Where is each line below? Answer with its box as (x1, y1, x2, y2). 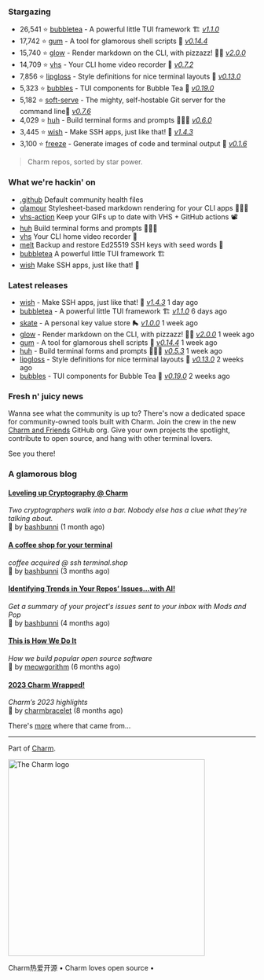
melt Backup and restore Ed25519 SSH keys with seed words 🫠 (19, 240, 224, 249)
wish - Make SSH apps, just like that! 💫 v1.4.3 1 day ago (19, 297, 199, 306)
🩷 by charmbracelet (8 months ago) (8, 706, 123, 715)
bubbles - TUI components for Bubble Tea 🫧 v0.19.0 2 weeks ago (19, 371, 230, 380)
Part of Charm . (8, 743, 57, 753)
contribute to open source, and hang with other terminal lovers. (8, 434, 213, 443)
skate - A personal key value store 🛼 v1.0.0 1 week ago (19, 317, 199, 328)
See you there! (8, 449, 56, 458)
